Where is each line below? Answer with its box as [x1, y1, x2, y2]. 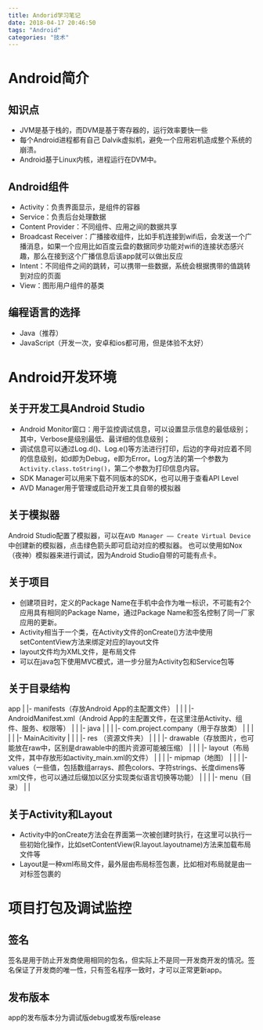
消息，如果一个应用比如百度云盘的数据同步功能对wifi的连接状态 [26, 242, 231, 251]
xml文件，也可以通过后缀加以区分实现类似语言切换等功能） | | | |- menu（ [8, 773, 245, 782]
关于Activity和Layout [8, 807, 113, 821]
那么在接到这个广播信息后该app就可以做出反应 [33, 252, 183, 261]
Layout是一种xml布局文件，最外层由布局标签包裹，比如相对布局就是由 [19, 860, 245, 869]
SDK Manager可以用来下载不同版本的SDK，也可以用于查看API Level [19, 473, 239, 482]
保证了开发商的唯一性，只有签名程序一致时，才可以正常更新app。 [14, 966, 227, 975]
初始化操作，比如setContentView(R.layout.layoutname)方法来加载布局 [26, 840, 252, 850]
